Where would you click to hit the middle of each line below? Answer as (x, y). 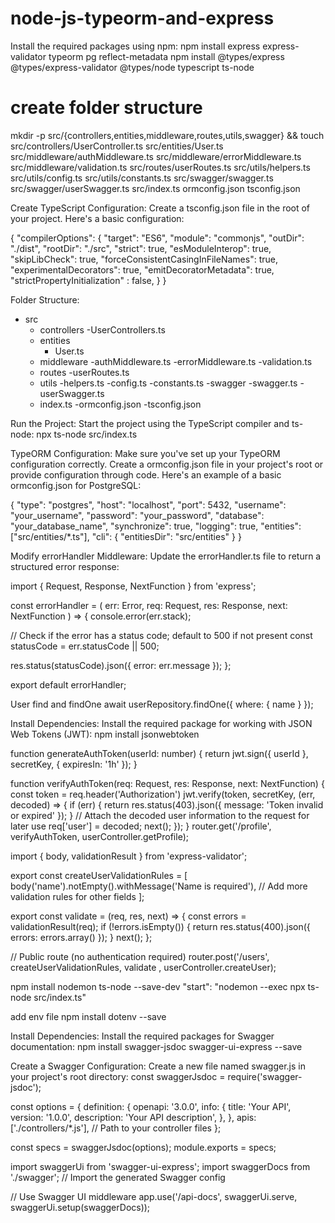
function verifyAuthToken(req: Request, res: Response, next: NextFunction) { (167, 783)
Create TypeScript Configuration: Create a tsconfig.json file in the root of (160, 208)
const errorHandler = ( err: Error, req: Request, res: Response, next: (149, 605)
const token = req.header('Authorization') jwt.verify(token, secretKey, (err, (163, 794)
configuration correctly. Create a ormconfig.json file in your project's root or (167, 464)
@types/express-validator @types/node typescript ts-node (132, 67)
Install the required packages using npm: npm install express (135, 46)
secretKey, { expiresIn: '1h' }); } (74, 764)
